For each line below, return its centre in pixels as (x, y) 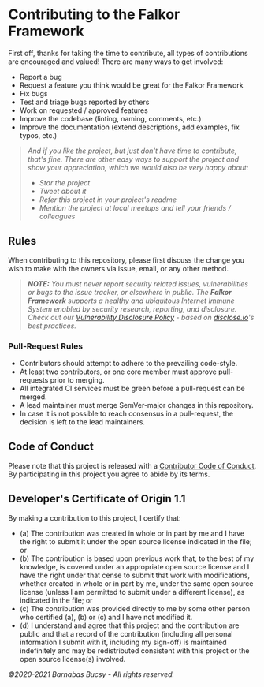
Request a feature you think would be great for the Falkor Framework (131, 85)
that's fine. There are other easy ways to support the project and (133, 159)
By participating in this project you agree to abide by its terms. (109, 474)
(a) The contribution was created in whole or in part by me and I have (132, 533)
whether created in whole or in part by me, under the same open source (136, 583)
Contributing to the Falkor (94, 15)
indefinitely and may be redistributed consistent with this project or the (134, 650)
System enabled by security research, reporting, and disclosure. (132, 308)
